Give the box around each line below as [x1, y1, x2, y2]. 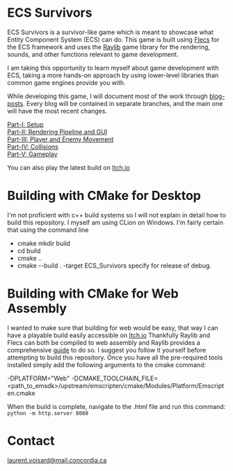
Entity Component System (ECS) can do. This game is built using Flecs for [7, 35, 220, 43]
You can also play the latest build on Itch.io [7, 163, 130, 171]
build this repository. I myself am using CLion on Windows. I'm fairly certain [7, 218, 224, 226]
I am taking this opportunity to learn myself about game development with [7, 63, 219, 72]
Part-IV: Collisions [7, 142, 59, 150]
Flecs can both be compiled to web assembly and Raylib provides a [7, 338, 200, 346]
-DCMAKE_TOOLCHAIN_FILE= [71, 374, 159, 383]
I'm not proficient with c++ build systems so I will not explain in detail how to [7, 210, 226, 219]
